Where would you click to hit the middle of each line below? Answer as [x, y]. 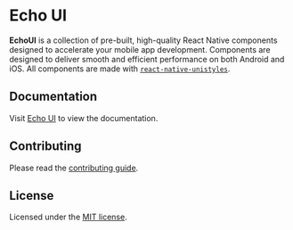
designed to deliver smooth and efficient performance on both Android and [147, 59]
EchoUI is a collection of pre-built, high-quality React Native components [143, 40]
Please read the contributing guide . [74, 168]
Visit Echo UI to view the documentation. [84, 118]
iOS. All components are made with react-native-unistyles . [120, 69]
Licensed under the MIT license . [68, 217]
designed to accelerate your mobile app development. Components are [140, 49]
